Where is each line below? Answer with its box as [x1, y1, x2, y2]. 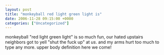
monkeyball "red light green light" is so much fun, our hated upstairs [5, 34, 143, 40]
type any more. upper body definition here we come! [5, 44, 112, 50]
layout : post [5, 7, 32, 12]
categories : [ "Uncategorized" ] [5, 20, 69, 26]
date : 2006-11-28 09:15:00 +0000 [5, 16, 74, 21]
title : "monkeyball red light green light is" [5, 12, 102, 17]
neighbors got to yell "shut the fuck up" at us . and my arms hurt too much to [5, 39, 160, 45]
